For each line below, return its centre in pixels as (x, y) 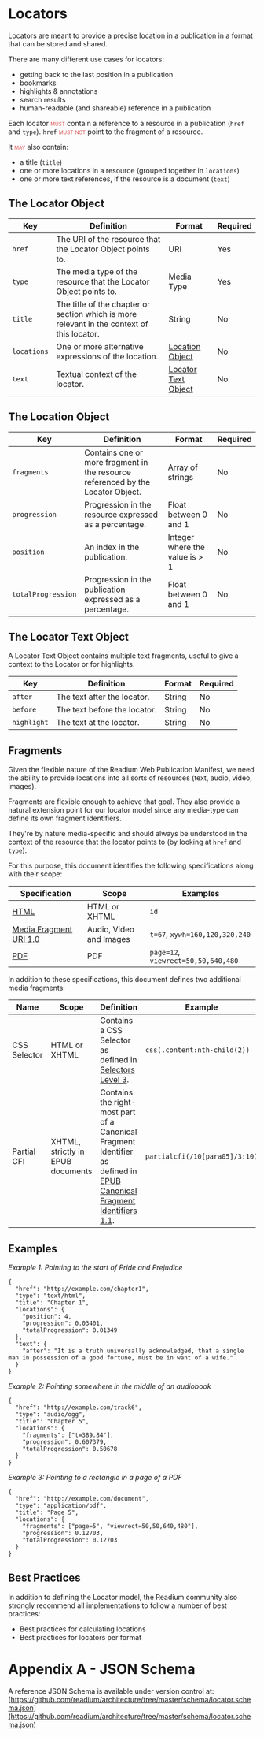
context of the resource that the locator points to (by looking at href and (125, 842)
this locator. (78, 333)
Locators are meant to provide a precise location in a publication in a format (131, 35)
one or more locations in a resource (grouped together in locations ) (129, 170)
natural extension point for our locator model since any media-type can (123, 810)
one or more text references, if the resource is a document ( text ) (125, 179)
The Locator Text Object (69, 636)
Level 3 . (114, 1080)
